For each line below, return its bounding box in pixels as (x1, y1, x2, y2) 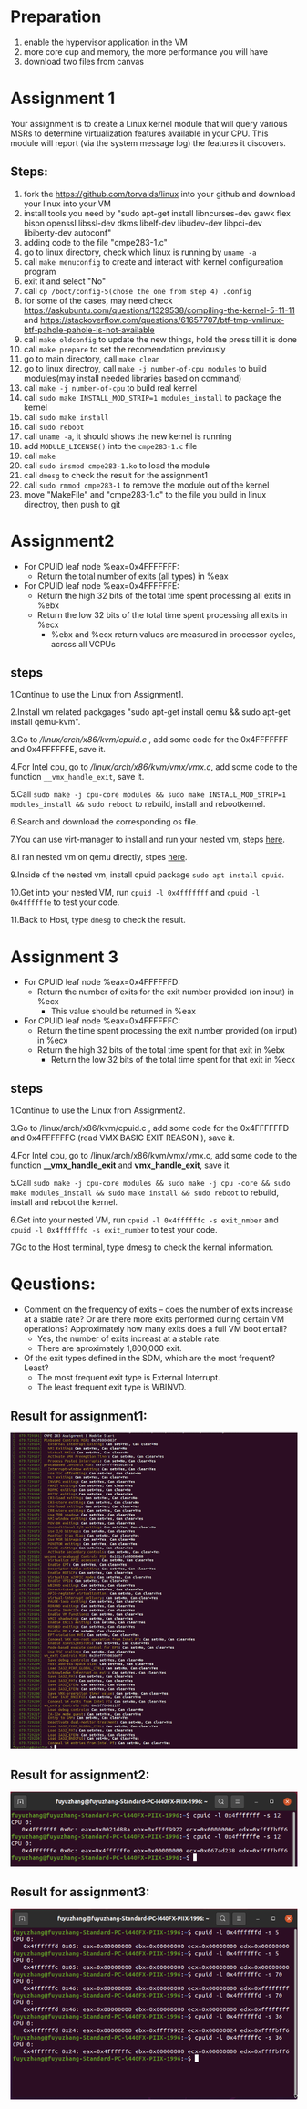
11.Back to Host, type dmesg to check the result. (10, 915, 186, 926)
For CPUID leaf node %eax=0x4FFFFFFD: (23, 977, 181, 988)
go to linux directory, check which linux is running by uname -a (23, 247, 257, 257)
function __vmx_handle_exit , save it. (10, 771, 145, 782)
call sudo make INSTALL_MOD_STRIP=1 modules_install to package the (23, 392, 281, 403)
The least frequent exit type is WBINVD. (36, 1381, 187, 1393)
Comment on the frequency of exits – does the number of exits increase (23, 1304, 294, 1316)
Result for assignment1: (10, 1408, 148, 1423)
